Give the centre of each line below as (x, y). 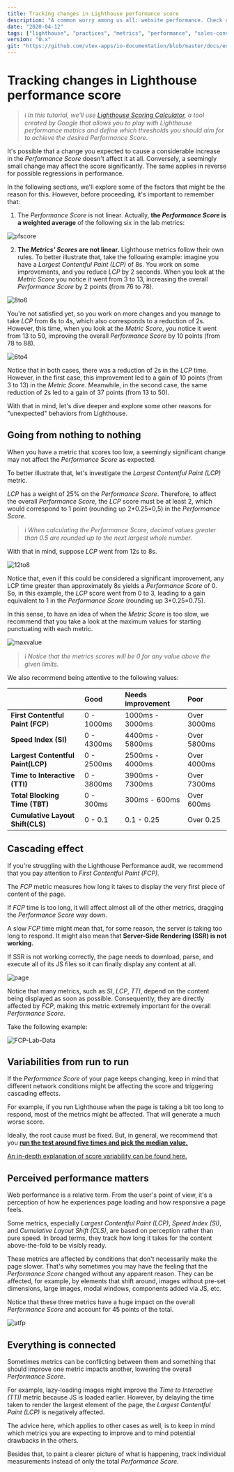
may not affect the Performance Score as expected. (82, 459)
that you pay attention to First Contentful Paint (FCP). (84, 873)
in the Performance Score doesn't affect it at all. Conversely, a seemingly (112, 158)
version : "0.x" (29, 40)
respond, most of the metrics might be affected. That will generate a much (114, 1115)
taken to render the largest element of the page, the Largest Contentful (109, 1405)
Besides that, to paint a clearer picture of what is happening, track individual (117, 1454)
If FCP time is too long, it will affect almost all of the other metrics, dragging (116, 907)
